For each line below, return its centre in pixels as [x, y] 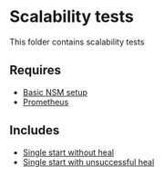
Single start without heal [68, 152]
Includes [35, 130]
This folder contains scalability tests [77, 42]
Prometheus [46, 102]
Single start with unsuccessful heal [88, 161]
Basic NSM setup [55, 92]
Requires [36, 70]
